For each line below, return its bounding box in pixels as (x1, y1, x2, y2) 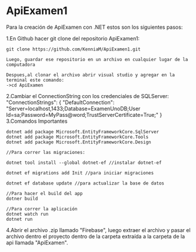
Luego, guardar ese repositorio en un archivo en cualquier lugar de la (6, 56, 188, 62)
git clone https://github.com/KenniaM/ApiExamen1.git (6, 46, 141, 52)
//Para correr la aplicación (6, 206, 78, 212)
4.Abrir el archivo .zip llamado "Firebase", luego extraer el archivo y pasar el (6, 226, 191, 233)
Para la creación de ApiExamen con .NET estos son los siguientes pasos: (6, 23, 183, 31)
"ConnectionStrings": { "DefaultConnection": (6, 99, 115, 106)
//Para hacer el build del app (6, 190, 83, 196)
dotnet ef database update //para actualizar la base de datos (6, 180, 165, 186)
